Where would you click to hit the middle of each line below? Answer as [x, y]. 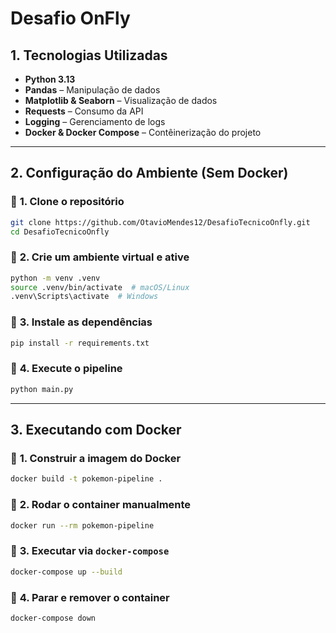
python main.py [42, 389]
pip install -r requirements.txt [80, 343]
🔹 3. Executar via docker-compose [90, 551]
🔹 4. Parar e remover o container [90, 597]
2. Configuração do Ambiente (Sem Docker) [149, 173]
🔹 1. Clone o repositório [67, 202]
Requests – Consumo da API [84, 111]
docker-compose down [53, 618]
